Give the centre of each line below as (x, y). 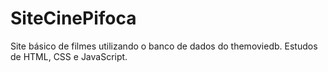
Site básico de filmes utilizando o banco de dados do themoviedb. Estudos (164, 46)
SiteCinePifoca (73, 18)
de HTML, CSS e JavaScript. (69, 56)
